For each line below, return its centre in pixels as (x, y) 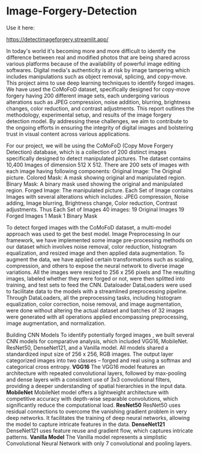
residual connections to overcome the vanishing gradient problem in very (97, 411)
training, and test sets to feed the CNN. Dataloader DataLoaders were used (99, 285)
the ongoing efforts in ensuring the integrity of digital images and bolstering (100, 127)
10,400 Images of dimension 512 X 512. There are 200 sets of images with (97, 165)
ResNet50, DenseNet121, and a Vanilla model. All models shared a (87, 347)
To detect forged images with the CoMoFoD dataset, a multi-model (89, 227)
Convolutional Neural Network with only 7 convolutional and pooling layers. (99, 443)
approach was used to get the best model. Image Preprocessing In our (93, 234)
